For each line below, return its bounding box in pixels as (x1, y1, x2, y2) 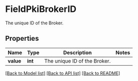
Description (63, 49, 92, 56)
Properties (5, 34, 39, 43)
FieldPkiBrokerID (5, 3, 77, 15)
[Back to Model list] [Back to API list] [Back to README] (5, 70, 120, 76)
